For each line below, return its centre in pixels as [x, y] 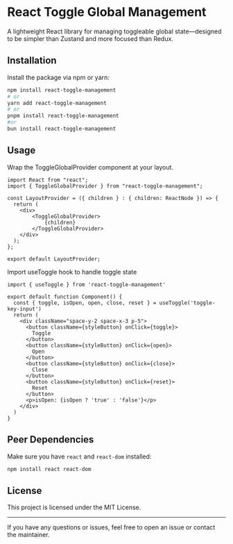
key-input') [24, 309]
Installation [32, 61]
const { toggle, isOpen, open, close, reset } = [85, 303]
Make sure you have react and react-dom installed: [79, 456]
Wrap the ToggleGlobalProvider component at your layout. [90, 167]
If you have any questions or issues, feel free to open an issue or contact [111, 527]
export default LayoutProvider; [54, 259]
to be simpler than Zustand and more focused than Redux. [90, 38]
